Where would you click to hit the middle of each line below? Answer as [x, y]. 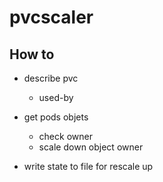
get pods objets [56, 117]
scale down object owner [91, 147]
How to [32, 54]
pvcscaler [51, 17]
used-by [56, 97]
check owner [65, 136]
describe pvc [51, 78]
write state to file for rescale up [88, 166]
